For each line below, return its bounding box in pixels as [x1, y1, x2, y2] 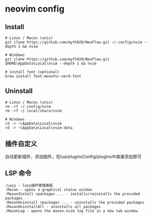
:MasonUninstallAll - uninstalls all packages [5, 204, 101, 209]
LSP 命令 [5, 169, 32, 178]
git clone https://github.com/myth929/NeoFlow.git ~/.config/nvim [5, 40, 142, 45]
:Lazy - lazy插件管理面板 [5, 183, 53, 188]
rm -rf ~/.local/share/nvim [5, 108, 62, 113]
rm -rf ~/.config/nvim [5, 104, 51, 109]
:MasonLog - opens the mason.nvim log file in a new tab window [5, 209, 138, 214]
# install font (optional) [5, 69, 60, 74]
